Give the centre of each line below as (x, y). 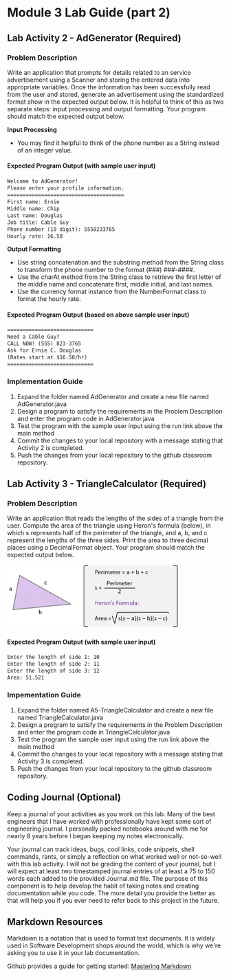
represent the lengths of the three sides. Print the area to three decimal (108, 540)
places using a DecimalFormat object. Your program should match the (106, 548)
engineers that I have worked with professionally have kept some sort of (109, 821)
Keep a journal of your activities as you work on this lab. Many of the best (111, 814)
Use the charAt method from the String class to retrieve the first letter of (119, 277)
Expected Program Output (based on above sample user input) (98, 315)
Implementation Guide (45, 381)
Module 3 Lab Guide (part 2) (89, 13)
